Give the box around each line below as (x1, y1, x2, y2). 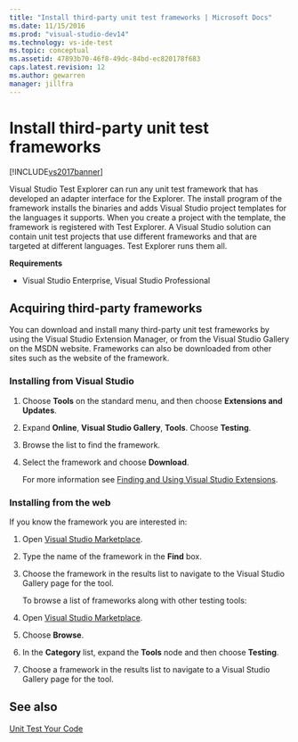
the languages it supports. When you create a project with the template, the (9, 211, 286, 223)
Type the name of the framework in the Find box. (21, 550, 203, 562)
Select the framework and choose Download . (21, 457, 189, 467)
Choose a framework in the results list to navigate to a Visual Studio (21, 664, 270, 674)
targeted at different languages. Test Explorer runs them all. (9, 240, 228, 251)
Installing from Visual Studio (9, 375, 135, 388)
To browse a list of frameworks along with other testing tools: (21, 595, 247, 606)
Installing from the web (9, 496, 111, 508)
